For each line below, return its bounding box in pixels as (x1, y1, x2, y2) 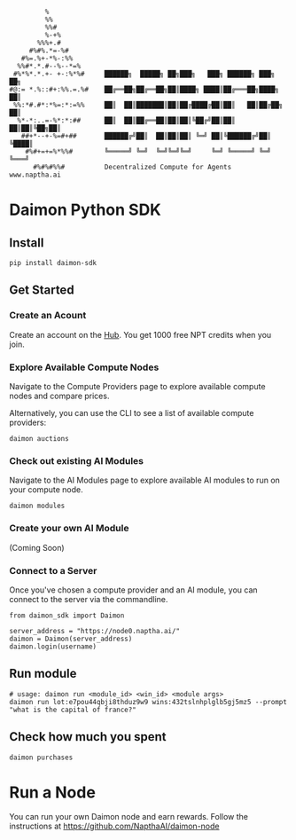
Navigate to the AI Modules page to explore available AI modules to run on (9, 475, 281, 486)
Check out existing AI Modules (9, 454, 144, 467)
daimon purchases (9, 753, 74, 762)
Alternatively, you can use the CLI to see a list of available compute (9, 407, 254, 418)
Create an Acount (9, 310, 87, 322)
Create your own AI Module (9, 522, 129, 535)
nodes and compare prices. (9, 390, 110, 401)
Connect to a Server (9, 564, 97, 577)
